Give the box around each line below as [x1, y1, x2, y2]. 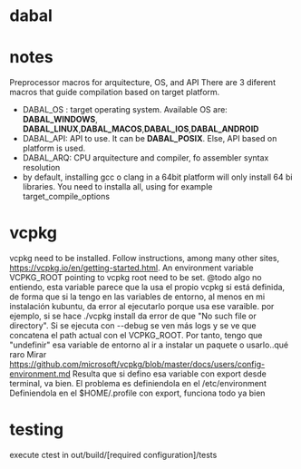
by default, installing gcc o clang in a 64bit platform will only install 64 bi [22, 171, 293, 182]
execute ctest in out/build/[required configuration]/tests [9, 450, 218, 460]
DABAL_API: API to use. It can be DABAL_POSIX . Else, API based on [22, 133, 277, 144]
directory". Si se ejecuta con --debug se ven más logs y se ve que [9, 320, 257, 331]
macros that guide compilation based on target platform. [9, 87, 220, 98]
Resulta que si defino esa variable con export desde [72, 368, 267, 379]
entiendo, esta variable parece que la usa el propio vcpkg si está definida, [9, 282, 286, 293]
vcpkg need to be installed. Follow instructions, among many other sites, [9, 253, 279, 264]
